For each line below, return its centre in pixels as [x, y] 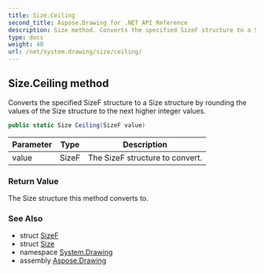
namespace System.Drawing [66, 253]
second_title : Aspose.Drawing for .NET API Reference [98, 23]
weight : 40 [26, 45]
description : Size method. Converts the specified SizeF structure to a [130, 30]
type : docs [26, 37]
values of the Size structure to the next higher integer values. [107, 111]
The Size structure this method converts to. [79, 198]
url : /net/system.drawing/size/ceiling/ [75, 52]
